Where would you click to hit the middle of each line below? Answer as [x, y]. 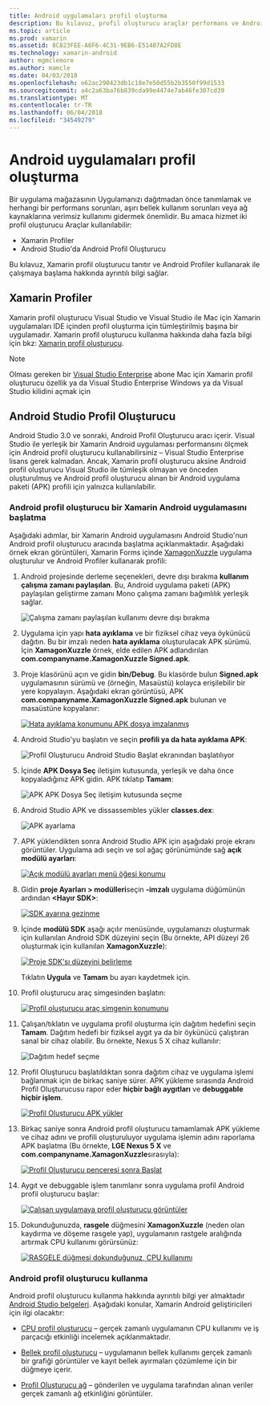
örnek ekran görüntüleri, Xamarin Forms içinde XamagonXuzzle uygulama [131, 552]
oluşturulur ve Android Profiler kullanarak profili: [88, 561]
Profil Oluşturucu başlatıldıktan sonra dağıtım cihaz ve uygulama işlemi [137, 1071]
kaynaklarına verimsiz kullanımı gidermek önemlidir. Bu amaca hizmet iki [128, 216]
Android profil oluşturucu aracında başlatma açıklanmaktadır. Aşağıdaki [127, 543]
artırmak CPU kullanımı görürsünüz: [79, 1241]
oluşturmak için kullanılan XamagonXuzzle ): [94, 946]
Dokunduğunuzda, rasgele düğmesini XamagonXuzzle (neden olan [133, 1225]
